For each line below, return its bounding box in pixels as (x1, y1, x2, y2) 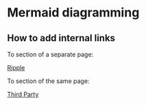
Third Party (7, 91, 39, 98)
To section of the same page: (7, 77, 90, 85)
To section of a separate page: (7, 50, 94, 58)
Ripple (7, 64, 25, 71)
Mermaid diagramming (7, 5, 140, 21)
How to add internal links (7, 32, 115, 44)
